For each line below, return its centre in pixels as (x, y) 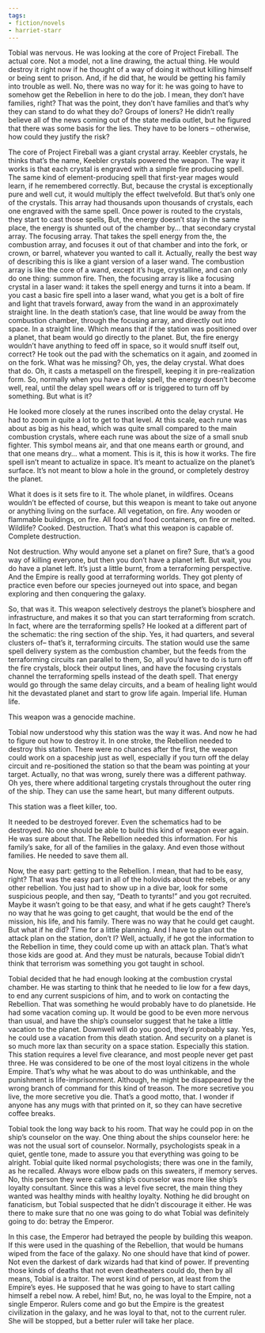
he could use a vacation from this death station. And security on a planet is (130, 1038)
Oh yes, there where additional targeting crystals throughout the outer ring (130, 783)
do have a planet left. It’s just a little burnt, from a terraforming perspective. (131, 569)
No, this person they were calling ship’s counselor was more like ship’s (123, 1179)
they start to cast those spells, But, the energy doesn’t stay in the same (124, 219)
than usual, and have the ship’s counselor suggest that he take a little (121, 1021)
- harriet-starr (35, 30)
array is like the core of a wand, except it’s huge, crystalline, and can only (128, 270)
